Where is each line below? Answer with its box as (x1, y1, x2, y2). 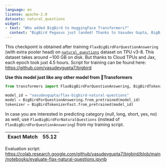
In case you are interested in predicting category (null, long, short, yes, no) (5, 111, 157, 117)
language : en (5, 7, 32, 12)
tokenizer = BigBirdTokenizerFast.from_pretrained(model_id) (5, 102, 134, 107)
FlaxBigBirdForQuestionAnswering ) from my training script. (5, 122, 124, 127)
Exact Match (7, 133, 38, 140)
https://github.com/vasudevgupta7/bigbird (5, 65, 92, 71)
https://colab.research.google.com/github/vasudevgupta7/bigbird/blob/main (5, 151, 161, 157)
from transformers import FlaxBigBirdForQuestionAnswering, (5, 84, 132, 89)
